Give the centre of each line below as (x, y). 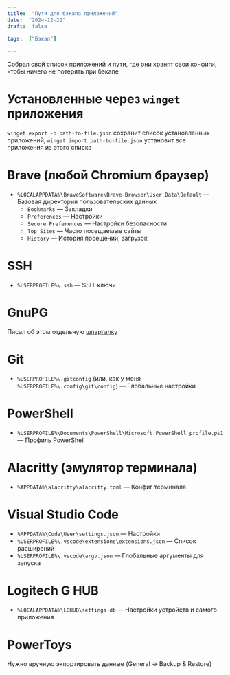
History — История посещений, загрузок (87, 239)
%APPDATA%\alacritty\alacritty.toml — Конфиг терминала (102, 487)
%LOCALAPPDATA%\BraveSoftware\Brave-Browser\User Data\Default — (113, 195)
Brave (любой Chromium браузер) (108, 175)
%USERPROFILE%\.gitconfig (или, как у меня (79, 378)
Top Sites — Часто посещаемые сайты (84, 231)
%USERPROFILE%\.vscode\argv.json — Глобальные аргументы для (110, 555)
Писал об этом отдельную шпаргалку (62, 332)
